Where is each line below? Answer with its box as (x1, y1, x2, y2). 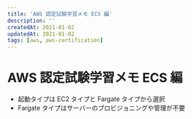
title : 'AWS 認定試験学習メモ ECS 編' (7, 10, 112, 18)
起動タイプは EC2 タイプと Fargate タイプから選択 (17, 95, 166, 103)
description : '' (7, 17, 55, 24)
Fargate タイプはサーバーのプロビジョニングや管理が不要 (17, 104, 186, 113)
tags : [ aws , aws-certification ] (7, 37, 103, 44)
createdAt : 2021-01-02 (7, 24, 75, 31)
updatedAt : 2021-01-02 (7, 30, 75, 38)
